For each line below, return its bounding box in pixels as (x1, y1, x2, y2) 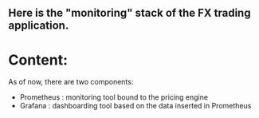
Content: (8, 51, 69, 69)
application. (8, 19, 69, 33)
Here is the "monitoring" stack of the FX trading (8, 6, 251, 20)
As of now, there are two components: (8, 77, 134, 87)
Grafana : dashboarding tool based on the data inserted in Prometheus (19, 101, 252, 111)
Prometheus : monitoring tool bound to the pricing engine (19, 92, 209, 102)
